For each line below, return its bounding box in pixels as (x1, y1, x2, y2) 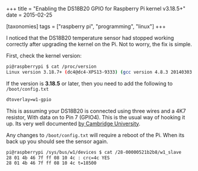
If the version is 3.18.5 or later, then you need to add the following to (6, 80, 173, 87)
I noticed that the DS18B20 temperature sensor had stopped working (6, 34, 174, 41)
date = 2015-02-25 (6, 11, 53, 18)
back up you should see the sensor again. (6, 138, 108, 145)
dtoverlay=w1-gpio (6, 96, 52, 103)
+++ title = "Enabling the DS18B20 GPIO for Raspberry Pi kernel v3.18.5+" (6, 5, 186, 12)
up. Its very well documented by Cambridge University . (6, 120, 140, 127)
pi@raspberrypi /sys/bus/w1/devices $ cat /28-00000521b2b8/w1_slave (6, 149, 182, 155)
